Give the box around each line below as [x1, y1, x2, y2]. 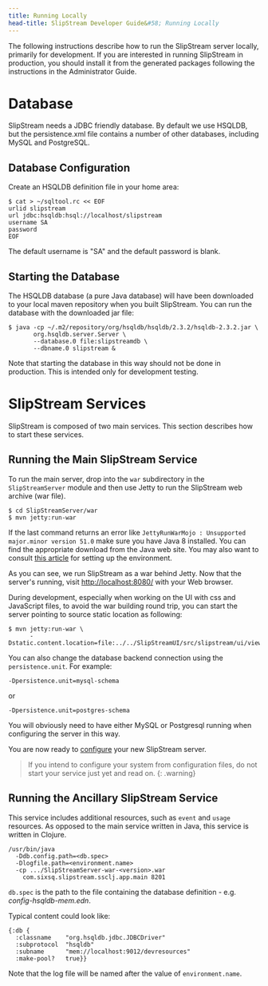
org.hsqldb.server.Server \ [33, 331, 127, 339]
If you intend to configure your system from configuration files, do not [27, 760, 258, 769]
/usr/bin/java [8, 845, 56, 853]
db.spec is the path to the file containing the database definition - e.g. [8, 887, 237, 897]
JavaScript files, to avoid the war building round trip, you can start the [8, 601, 238, 610]
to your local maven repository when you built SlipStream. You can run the [8, 300, 253, 309]
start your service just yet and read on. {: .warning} [27, 768, 196, 777]
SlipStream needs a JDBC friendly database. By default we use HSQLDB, [8, 121, 248, 130]
